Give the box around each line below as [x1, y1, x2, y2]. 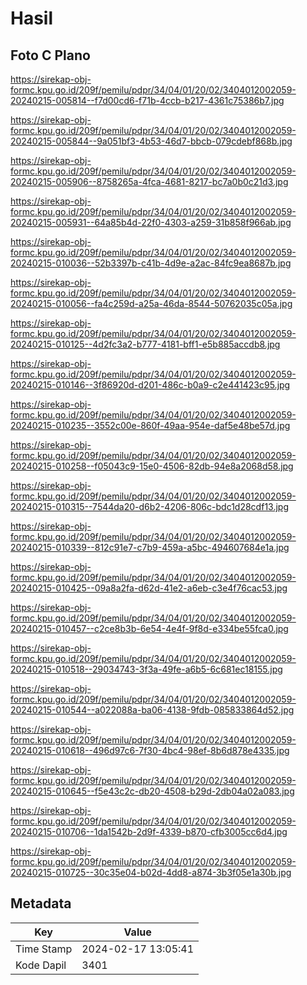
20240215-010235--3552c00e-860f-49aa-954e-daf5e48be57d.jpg [10, 420, 291, 431]
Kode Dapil [15, 958, 67, 972]
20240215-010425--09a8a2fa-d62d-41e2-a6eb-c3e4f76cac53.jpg [10, 582, 288, 594]
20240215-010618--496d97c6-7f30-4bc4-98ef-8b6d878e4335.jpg [10, 745, 290, 756]
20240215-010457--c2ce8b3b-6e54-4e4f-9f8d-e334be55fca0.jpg [10, 623, 289, 634]
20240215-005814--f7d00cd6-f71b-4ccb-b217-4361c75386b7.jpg [10, 95, 285, 106]
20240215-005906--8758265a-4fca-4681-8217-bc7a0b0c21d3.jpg [10, 176, 289, 187]
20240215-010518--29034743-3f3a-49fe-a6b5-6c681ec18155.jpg [10, 663, 283, 675]
